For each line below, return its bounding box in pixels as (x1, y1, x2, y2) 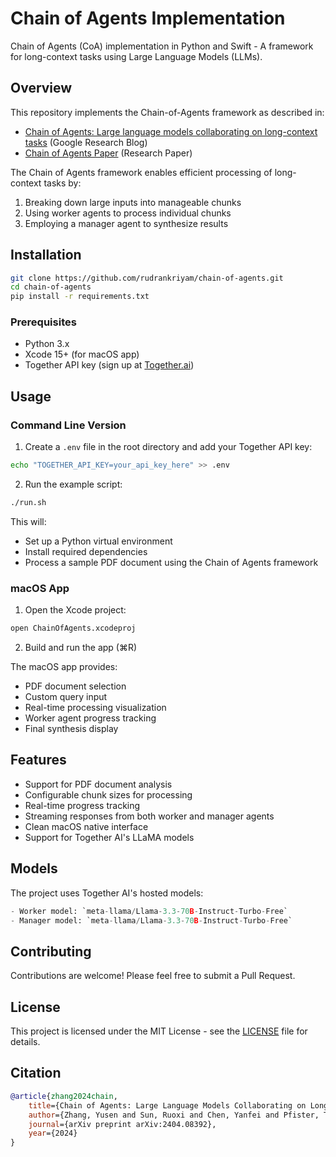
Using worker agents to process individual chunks (24, 207, 232, 219)
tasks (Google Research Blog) (24, 136, 148, 148)
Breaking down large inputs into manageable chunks (24, 196, 242, 208)
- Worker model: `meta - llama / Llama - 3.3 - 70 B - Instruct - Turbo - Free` (10, 906, 289, 916)
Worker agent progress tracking (24, 712, 157, 724)
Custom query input (24, 691, 108, 703)
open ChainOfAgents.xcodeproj (10, 623, 137, 634)
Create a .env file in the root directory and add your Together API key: (24, 441, 313, 453)
